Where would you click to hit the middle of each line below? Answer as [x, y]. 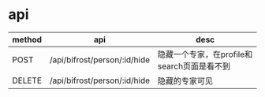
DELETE [27, 80]
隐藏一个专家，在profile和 [205, 54]
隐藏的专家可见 [185, 80]
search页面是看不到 [194, 66]
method [27, 39]
